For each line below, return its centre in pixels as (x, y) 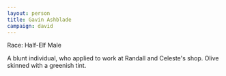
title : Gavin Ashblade (39, 20)
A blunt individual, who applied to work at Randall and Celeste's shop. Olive (113, 58)
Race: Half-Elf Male (34, 45)
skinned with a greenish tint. (47, 66)
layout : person (29, 13)
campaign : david (30, 26)
